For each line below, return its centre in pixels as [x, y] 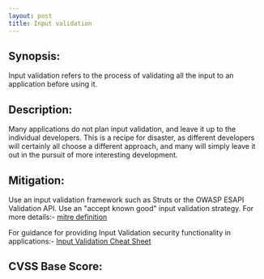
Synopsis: [34, 56]
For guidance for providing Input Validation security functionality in [120, 232]
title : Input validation [50, 23]
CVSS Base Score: [55, 266]
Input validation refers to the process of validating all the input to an [121, 76]
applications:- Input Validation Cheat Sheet [80, 241]
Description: [40, 110]
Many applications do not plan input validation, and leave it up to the [122, 129]
